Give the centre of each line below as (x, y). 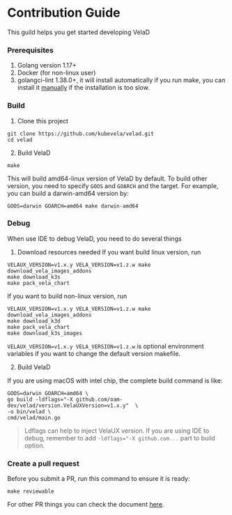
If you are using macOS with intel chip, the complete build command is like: (115, 381)
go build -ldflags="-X (40, 399)
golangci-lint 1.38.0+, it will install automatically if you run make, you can (121, 80)
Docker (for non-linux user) (56, 73)
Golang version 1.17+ (47, 66)
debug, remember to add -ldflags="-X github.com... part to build (120, 438)
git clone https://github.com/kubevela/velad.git (81, 134)
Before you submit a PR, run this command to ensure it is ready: (99, 479)
